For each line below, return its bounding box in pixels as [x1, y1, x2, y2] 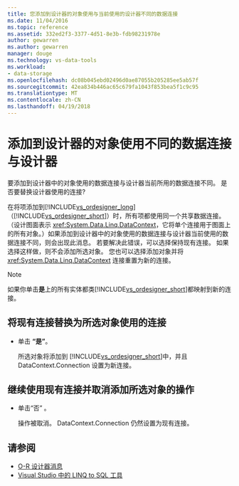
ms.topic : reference [7, 23, 69, 31]
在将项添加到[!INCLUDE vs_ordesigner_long [7, 202, 134, 211]
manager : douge [7, 51, 53, 58]
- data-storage [7, 70, 53, 77]
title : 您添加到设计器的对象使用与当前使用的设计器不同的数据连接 [7, 10, 179, 18]
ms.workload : [7, 63, 46, 70]
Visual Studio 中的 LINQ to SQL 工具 [17, 471, 123, 480]
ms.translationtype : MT [7, 90, 78, 97]
